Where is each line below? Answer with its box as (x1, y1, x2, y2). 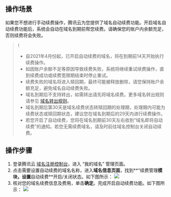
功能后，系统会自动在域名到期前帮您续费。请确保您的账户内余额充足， (18, 26, 166, 32)
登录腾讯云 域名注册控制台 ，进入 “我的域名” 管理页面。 (12, 161, 128, 167)
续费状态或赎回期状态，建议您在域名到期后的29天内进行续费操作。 (25, 111, 165, 117)
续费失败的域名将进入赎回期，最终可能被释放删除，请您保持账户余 (25, 78, 164, 84)
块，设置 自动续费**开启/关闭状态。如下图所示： (12, 173, 113, 180)
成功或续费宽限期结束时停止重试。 (39, 72, 111, 78)
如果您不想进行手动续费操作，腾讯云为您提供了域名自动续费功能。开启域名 (5, 19, 162, 26)
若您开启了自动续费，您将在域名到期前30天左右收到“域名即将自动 (25, 117, 163, 123)
